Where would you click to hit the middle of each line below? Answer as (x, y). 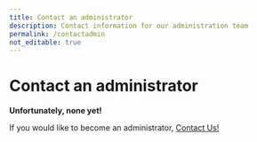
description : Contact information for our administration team (129, 26)
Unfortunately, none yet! (56, 111)
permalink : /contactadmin (57, 34)
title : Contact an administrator (71, 17)
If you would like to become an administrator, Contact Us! (114, 128)
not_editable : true (45, 42)
